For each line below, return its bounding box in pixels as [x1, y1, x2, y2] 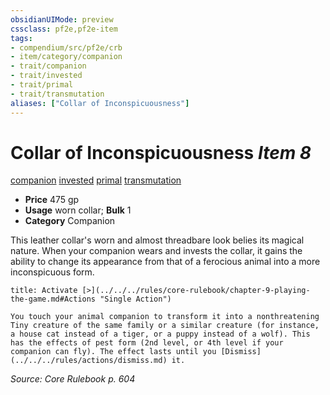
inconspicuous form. [10, 266, 95, 278]
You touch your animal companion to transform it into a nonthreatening [10, 312, 320, 322]
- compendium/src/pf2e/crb [10, 42, 123, 53]
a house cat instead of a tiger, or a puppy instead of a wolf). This [10, 329, 311, 340]
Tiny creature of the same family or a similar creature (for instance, [10, 321, 320, 331]
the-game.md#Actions [10, 294, 97, 305]
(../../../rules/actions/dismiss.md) [10, 356, 168, 366]
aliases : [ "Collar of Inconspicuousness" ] [10, 98, 190, 108]
